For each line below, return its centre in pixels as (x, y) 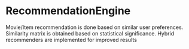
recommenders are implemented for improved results (71, 40)
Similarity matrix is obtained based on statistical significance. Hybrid (90, 33)
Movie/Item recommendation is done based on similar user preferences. (94, 27)
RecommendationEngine (68, 11)
